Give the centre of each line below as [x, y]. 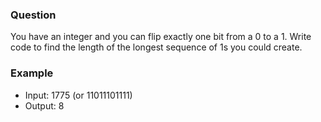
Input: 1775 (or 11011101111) [78, 95]
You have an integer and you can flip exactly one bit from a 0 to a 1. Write [161, 37]
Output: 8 [44, 105]
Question [33, 15]
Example [32, 73]
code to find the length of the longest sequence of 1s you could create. [156, 47]
